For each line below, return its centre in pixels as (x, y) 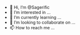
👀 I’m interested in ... (30, 12)
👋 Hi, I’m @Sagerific (30, 7)
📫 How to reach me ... (32, 28)
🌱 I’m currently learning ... (35, 17)
